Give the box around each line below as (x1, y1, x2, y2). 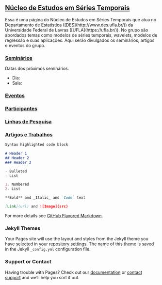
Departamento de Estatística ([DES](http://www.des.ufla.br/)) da (5, 22, 133, 28)
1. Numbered (5, 182, 29, 187)
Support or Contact (5, 258, 52, 265)
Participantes (5, 105, 38, 112)
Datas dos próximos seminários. (5, 65, 69, 72)
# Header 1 (5, 151, 27, 156)
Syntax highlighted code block (5, 142, 68, 147)
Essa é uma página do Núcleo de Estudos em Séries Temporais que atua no (5, 16, 157, 22)
